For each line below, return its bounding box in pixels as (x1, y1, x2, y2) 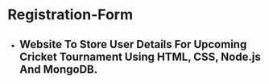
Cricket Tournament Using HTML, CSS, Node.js (19, 50, 261, 63)
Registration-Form (7, 6, 134, 24)
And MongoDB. (19, 62, 98, 76)
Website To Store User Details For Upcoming (19, 38, 247, 51)
